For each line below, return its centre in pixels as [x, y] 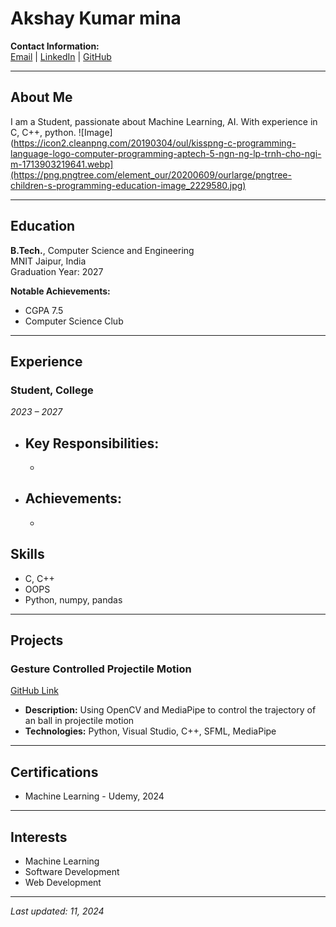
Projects [37, 640]
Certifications [54, 772]
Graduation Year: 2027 [57, 271]
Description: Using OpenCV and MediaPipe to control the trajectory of [170, 710]
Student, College [52, 390]
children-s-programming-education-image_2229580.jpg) [128, 185]
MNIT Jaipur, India [48, 261]
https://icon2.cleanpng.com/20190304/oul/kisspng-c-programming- [155, 143]
